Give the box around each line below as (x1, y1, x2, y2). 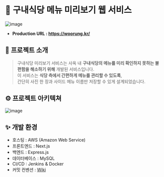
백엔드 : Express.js (12, 149, 49, 155)
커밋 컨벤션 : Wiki (12, 167, 46, 173)
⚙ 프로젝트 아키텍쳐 (5, 94, 62, 103)
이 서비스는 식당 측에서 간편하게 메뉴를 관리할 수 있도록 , (17, 72, 122, 78)
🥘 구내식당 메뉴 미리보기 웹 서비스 (5, 4, 132, 16)
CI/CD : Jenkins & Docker (12, 161, 64, 167)
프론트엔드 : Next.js (12, 143, 50, 149)
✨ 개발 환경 (5, 123, 38, 131)
